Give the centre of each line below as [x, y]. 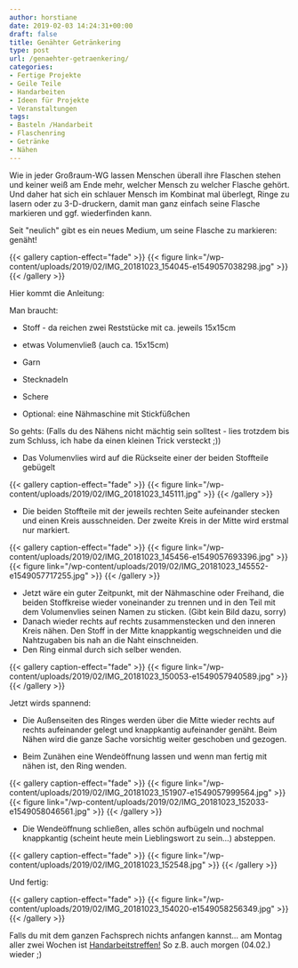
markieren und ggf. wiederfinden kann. [81, 213]
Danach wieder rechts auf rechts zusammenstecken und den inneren [149, 621]
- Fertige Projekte [45, 76]
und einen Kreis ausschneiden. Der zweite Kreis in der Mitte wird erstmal [155, 520]
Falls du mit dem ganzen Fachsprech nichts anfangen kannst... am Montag [146, 935]
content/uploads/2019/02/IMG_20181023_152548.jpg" [108, 865]
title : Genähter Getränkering [65, 42]
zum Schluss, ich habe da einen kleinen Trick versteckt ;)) [115, 440]
